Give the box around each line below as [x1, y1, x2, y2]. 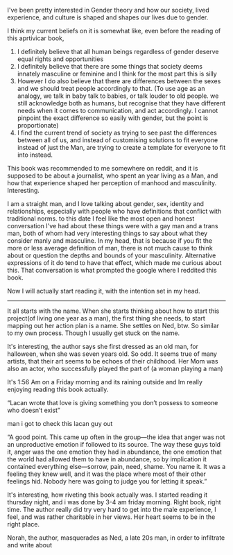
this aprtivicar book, [7, 34, 64, 42]
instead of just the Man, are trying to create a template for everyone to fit [17, 144, 226, 151]
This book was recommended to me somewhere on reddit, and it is [7, 164, 198, 172]
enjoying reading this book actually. [7, 385, 109, 393]
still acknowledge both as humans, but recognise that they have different [17, 99, 226, 107]
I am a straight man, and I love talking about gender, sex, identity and [7, 200, 205, 207]
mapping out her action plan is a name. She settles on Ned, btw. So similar [7, 322, 220, 330]
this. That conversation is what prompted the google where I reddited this [7, 266, 217, 274]
